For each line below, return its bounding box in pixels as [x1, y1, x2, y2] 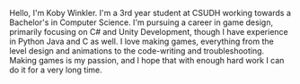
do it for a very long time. [9, 64, 103, 75]
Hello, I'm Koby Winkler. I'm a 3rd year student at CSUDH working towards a [9, 8, 292, 18]
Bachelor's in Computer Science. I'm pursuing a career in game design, [9, 17, 274, 28]
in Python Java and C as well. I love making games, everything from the [9, 36, 274, 46]
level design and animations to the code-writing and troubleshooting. [9, 46, 265, 56]
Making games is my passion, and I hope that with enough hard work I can [9, 55, 285, 65]
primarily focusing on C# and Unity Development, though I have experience [9, 27, 289, 37]
